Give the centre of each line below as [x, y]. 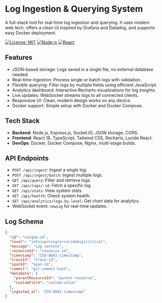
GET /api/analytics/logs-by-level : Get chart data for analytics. [76, 201]
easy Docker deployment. [31, 33]
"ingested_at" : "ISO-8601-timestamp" [48, 292]
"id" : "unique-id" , [29, 237]
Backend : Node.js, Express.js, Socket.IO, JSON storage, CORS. [75, 133]
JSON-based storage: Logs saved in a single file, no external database [83, 69]
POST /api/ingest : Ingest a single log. [49, 170]
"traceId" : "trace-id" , [33, 260]
